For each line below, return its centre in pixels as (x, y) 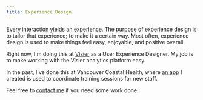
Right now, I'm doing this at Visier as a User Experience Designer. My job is (100, 54)
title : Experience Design (39, 12)
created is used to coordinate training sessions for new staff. (82, 78)
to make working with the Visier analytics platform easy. (76, 60)
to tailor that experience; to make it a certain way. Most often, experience (98, 35)
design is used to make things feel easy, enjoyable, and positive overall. (95, 42)
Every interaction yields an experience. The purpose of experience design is (101, 29)
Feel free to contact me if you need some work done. (72, 90)
